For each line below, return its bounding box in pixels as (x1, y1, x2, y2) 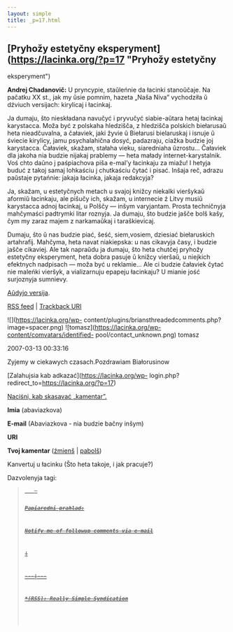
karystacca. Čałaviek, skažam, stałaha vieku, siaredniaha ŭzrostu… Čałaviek (7, 144, 227, 153)
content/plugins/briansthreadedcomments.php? (83, 316, 222, 324)
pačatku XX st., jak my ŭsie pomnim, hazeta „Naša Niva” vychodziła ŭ (7, 93, 208, 101)
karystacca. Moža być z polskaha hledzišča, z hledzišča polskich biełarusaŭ (7, 122, 227, 130)
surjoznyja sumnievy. (7, 275, 69, 283)
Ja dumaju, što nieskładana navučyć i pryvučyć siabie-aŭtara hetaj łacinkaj (7, 114, 223, 122)
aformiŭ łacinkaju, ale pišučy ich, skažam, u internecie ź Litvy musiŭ (7, 195, 203, 203)
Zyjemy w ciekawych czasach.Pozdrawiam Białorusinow (7, 358, 170, 366)
